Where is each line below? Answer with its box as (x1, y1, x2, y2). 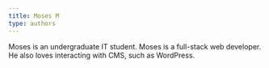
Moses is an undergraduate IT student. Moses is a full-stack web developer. (8, 41, 262, 51)
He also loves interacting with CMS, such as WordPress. (8, 50, 195, 60)
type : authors (8, 19, 57, 28)
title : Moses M (8, 11, 60, 20)
